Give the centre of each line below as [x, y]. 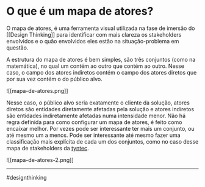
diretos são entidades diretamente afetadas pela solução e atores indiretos [100, 109]
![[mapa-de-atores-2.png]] [40, 159]
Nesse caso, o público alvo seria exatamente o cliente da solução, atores [98, 103]
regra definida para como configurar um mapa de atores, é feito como [94, 122]
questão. [17, 48]
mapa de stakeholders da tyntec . [48, 148]
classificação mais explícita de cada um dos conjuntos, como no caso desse [103, 141]
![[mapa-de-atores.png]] [37, 90]
